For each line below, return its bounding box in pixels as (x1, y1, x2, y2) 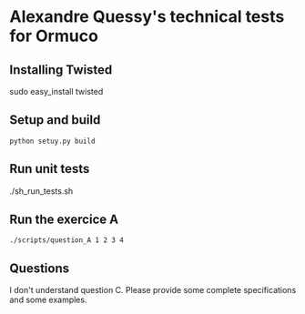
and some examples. (9, 294, 87, 306)
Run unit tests (9, 161, 90, 177)
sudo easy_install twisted (9, 86, 104, 96)
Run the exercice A (9, 212, 119, 228)
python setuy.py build (9, 137, 96, 146)
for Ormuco (9, 25, 98, 46)
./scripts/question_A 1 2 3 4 (9, 236, 125, 245)
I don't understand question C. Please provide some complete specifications (9, 285, 297, 296)
